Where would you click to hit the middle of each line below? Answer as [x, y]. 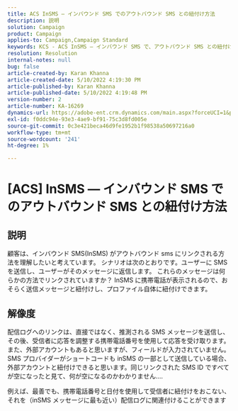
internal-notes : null [39, 60]
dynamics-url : [28, 113]
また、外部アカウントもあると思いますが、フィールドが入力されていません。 [119, 349]
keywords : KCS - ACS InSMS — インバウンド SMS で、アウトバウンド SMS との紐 [115, 47]
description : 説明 [33, 21]
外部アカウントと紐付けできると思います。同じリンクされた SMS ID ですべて [119, 367]
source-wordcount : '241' [44, 139]
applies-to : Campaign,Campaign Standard [68, 40]
